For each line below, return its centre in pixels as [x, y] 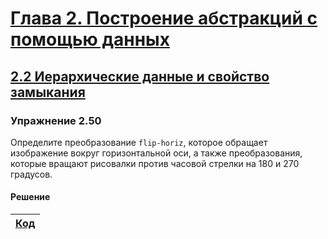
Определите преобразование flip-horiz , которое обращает [139, 142]
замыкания [48, 92]
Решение [30, 197]
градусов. [31, 174]
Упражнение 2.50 [56, 120]
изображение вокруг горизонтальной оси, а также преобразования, [156, 153]
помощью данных [90, 39]
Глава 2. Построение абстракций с [164, 18]
